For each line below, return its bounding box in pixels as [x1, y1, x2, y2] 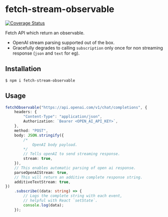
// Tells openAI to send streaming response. [23, 151, 121, 156]
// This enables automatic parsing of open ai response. [14, 165, 136, 170]
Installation [5, 65, 41, 73]
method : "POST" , [14, 128, 49, 133]
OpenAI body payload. [32, 142, 78, 147]
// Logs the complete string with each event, [23, 193, 123, 198]
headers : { [14, 109, 37, 115]
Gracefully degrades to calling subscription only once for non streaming [12, 45, 163, 51]
